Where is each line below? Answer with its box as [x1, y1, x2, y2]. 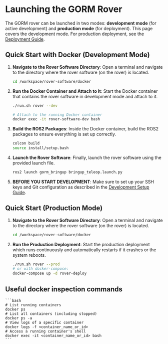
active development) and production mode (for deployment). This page [5, 25, 153, 31]
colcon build [12, 141, 40, 146]
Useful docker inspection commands [5, 285, 122, 293]
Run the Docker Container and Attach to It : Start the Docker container [12, 88, 158, 94]
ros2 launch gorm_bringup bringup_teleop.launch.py [12, 169, 122, 175]
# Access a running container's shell [5, 329, 86, 334]
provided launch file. [12, 160, 55, 166]
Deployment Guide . [5, 36, 45, 42]
